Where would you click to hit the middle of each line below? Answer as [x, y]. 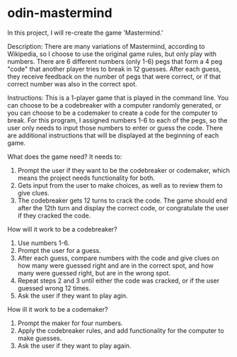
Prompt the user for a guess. [59, 250]
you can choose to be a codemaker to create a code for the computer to [112, 113]
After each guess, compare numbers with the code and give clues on [118, 258]
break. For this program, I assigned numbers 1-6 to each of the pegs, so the [117, 120]
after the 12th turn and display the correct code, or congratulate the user [123, 208]
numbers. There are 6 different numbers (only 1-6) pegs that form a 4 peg [115, 61]
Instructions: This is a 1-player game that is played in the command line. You [118, 98]
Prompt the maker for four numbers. [70, 323]
